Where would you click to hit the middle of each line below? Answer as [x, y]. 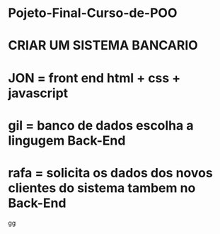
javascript [38, 93]
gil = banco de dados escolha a [101, 125]
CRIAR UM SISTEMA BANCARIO [103, 46]
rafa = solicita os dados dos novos [110, 173]
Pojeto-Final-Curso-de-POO [93, 13]
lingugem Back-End [67, 140]
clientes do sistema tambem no [102, 188]
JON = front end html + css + [94, 78]
